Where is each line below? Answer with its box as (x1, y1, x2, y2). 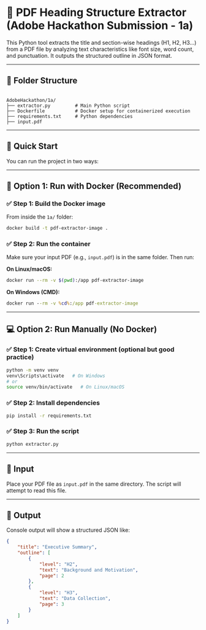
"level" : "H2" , (39, 561, 78, 567)
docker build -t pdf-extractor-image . (6, 225, 109, 231)
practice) (6, 353, 34, 362)
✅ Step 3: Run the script (6, 427, 80, 435)
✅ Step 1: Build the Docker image (6, 199, 106, 208)
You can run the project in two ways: (6, 157, 99, 165)
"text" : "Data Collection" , (39, 596, 112, 602)
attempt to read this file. (6, 486, 67, 494)
